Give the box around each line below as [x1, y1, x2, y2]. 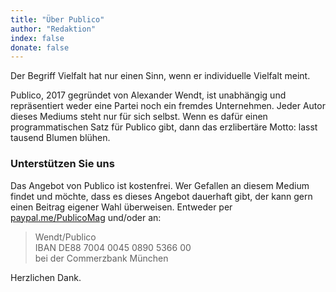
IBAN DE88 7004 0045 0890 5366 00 [34, 241, 192, 253]
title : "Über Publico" [10, 14, 105, 25]
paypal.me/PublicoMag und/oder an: [10, 211, 162, 223]
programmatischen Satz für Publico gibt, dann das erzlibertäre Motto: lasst [10, 121, 318, 133]
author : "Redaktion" [10, 24, 97, 34]
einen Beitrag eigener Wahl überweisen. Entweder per [10, 201, 233, 213]
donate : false [10, 42, 70, 53]
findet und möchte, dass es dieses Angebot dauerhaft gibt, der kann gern [10, 190, 313, 202]
